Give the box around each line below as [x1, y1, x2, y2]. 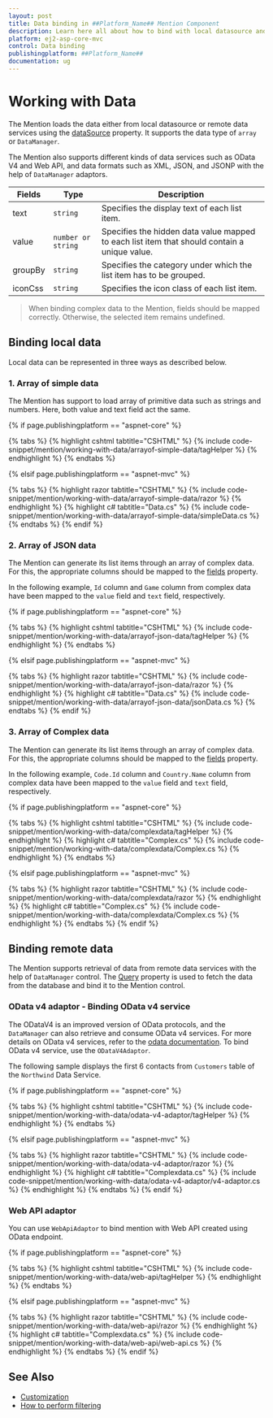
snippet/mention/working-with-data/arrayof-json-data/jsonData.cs [8, 697, 232, 707]
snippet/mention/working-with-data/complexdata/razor [8, 892, 194, 902]
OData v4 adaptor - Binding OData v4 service [8, 1001, 191, 1013]
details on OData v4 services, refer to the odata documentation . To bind [8, 1037, 249, 1047]
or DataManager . [8, 136, 60, 146]
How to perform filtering [19, 1400, 102, 1410]
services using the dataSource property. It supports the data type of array [8, 128, 258, 137]
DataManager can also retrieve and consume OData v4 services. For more [8, 1028, 252, 1038]
